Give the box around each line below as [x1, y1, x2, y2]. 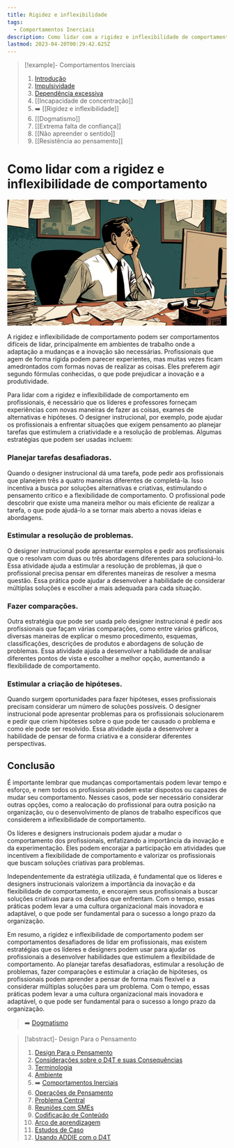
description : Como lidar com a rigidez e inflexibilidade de [7, 34, 189, 41]
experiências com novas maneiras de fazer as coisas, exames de [7, 406, 194, 414]
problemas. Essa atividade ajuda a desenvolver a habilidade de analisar [7, 647, 212, 655]
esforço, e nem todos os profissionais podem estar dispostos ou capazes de [7, 786, 227, 794]
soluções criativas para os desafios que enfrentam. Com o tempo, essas [7, 895, 215, 903]
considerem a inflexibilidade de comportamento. [7, 815, 146, 824]
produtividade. [7, 378, 49, 386]
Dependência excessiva [34, 89, 104, 98]
